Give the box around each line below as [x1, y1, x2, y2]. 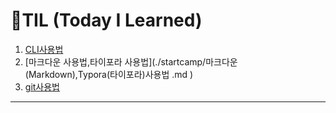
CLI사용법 [24, 43, 64, 55]
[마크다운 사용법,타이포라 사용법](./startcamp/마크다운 [24, 55, 238, 68]
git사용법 [24, 80, 60, 93]
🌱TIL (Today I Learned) [10, 9, 203, 32]
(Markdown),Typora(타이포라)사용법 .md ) [24, 68, 194, 80]
